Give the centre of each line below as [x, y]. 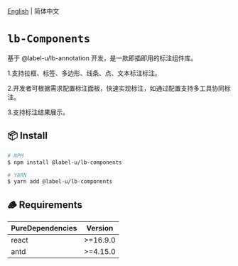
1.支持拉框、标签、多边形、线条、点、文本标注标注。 [84, 73]
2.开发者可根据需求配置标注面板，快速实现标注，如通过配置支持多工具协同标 [119, 88]
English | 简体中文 [33, 11]
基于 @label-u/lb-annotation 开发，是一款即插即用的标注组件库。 [102, 58]
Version [100, 228]
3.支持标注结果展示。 [38, 112]
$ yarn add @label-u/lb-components [60, 182]
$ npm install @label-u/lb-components [65, 162]
